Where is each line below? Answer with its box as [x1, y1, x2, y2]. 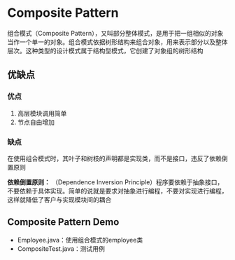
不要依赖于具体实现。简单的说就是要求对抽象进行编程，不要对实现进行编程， [7, 186, 228, 195]
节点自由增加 [17, 118, 55, 126]
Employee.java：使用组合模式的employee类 [17, 235, 143, 244]
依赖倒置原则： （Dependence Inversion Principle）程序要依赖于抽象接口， [7, 177, 224, 186]
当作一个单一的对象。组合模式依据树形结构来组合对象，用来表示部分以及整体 [7, 37, 228, 46]
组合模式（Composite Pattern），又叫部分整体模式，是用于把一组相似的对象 [7, 29, 224, 37]
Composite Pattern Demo [7, 216, 120, 228]
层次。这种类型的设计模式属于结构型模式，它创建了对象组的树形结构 [7, 46, 204, 55]
